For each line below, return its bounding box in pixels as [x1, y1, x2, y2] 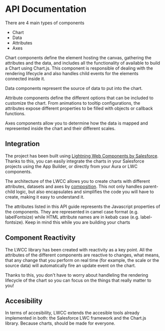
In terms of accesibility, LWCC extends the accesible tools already [5, 310, 140, 316]
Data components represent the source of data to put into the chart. [5, 85, 143, 91]
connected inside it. [5, 76, 45, 82]
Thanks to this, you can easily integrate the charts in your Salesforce [5, 158, 144, 164]
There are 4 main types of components [5, 20, 85, 26]
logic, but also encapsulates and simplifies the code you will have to [16, 189, 154, 195]
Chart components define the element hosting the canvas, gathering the [5, 54, 152, 60]
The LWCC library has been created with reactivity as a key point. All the [5, 247, 153, 252]
